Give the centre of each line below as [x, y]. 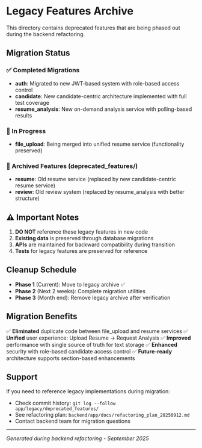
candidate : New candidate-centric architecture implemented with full [101, 96]
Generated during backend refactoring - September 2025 [78, 438]
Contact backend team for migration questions [73, 421]
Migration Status [38, 53]
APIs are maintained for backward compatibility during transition [95, 244]
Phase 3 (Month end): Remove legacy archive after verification [93, 297]
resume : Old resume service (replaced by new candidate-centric [95, 179]
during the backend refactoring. [46, 34]
